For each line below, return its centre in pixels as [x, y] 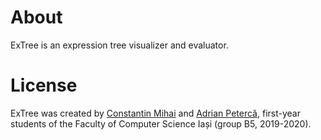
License [44, 85]
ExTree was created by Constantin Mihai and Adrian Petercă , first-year [155, 113]
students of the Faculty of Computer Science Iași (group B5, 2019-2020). [161, 123]
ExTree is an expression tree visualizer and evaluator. [119, 45]
